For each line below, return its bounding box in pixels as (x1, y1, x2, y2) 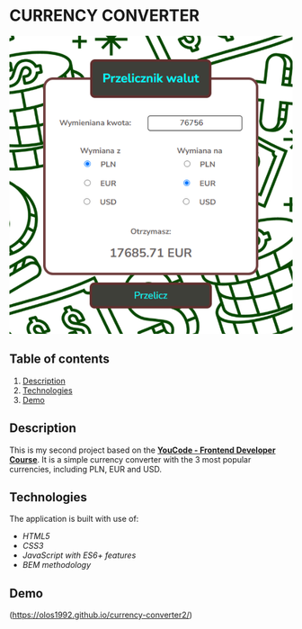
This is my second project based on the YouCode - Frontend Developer (9, 445, 276, 455)
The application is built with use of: (9, 514, 139, 525)
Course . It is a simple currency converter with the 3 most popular (9, 454, 252, 464)
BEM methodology (22, 560, 92, 571)
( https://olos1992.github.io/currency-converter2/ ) (9, 609, 193, 621)
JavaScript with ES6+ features (22, 550, 137, 561)
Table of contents (9, 352, 110, 367)
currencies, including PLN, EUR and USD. (9, 463, 162, 474)
